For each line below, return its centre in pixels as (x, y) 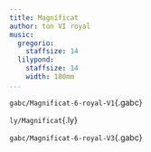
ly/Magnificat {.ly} (44, 119)
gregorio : (36, 43)
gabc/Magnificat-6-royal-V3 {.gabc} (76, 138)
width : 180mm (50, 77)
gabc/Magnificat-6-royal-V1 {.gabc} (76, 102)
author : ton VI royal (50, 26)
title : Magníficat (44, 18)
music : (22, 34)
